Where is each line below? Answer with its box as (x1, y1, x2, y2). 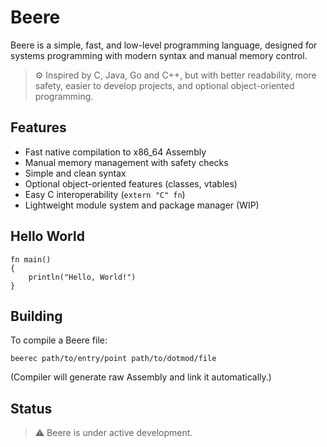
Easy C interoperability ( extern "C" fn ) (24, 188, 186, 200)
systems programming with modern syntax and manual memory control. (10, 49, 308, 61)
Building (10, 307, 63, 325)
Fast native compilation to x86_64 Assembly (24, 146, 207, 158)
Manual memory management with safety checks (24, 156, 229, 168)
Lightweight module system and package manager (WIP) (24, 199, 260, 211)
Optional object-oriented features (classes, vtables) (24, 177, 238, 190)
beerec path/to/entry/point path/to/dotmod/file (10, 354, 217, 364)
